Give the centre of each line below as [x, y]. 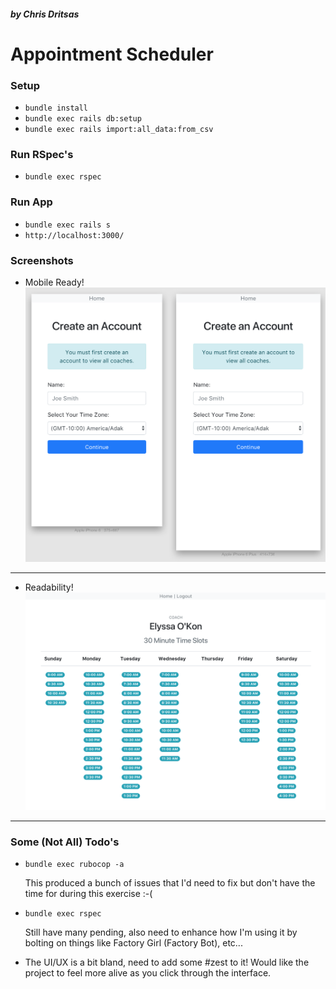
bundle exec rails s [67, 225]
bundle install [56, 108]
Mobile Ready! [54, 282]
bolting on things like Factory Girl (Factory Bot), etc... [133, 943]
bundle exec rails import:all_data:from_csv [119, 130]
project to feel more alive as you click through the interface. [148, 973]
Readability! [49, 587]
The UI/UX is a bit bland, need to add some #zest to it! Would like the [167, 962]
